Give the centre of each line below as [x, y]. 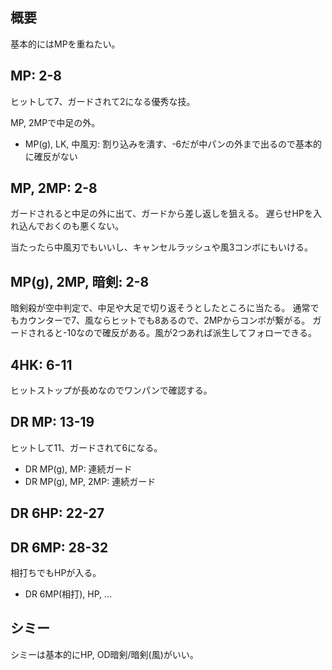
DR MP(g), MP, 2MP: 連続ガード [90, 481]
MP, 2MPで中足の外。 [55, 122]
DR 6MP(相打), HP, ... [68, 594]
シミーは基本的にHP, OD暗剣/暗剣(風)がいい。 [104, 654]
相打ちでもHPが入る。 [56, 573]
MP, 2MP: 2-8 [54, 188]
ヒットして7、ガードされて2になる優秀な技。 [103, 101]
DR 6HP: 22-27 [57, 513]
